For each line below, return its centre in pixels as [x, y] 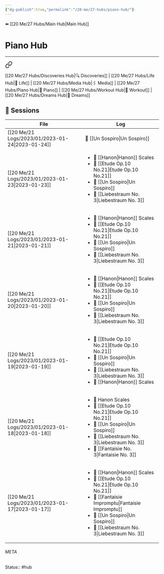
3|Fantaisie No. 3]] [115, 455]
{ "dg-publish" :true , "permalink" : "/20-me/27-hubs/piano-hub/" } [70, 10]
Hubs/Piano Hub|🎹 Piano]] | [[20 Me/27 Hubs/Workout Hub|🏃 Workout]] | [79, 90]
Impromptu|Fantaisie [117, 503]
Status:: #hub [19, 567]
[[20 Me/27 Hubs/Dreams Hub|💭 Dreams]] [48, 95]
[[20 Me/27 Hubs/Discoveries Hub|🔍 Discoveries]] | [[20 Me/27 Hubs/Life [80, 75]
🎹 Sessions [22, 110]
